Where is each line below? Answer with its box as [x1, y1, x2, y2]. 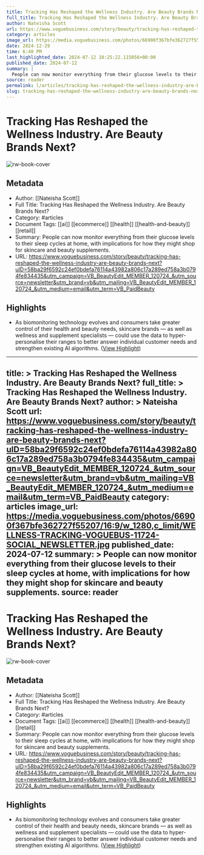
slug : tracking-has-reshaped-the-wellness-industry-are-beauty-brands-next [6, 88, 202, 94]
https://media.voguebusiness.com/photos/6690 [6, 511, 195, 521]
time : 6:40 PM [6, 49, 42, 55]
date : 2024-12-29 [6, 43, 50, 49]
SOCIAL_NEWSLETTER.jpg [6, 539, 110, 550]
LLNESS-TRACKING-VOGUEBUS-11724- [6, 530, 160, 540]
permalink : [6, 83, 34, 89]
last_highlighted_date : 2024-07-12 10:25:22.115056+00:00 [6, 54, 156, 60]
